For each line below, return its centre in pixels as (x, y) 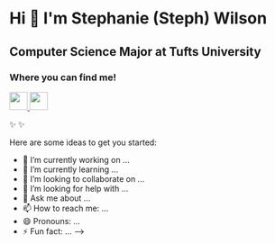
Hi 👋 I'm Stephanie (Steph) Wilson (138, 18)
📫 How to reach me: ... (65, 208)
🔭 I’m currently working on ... (76, 159)
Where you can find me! (63, 77)
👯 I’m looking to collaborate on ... (83, 178)
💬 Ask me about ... (56, 198)
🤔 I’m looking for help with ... (75, 188)
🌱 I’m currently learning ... (70, 169)
